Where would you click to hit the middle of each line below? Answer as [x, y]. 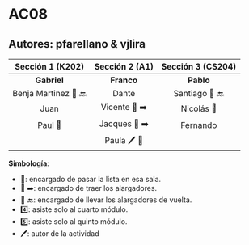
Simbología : [29, 163]
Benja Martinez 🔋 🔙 [50, 93]
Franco [124, 80]
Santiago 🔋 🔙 [199, 93]
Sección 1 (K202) [50, 67]
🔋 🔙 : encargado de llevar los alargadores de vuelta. [106, 200]
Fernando [199, 125]
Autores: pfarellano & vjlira [77, 44]
